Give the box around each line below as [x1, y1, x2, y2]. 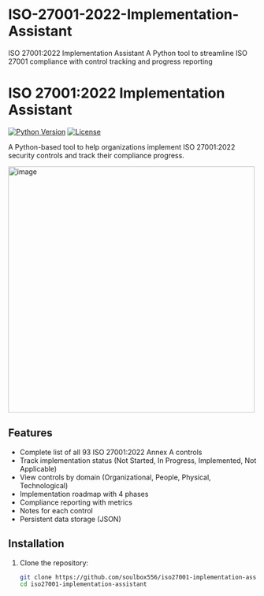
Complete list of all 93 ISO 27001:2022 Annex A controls [19, 447, 203, 457]
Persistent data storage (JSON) [19, 514, 122, 524]
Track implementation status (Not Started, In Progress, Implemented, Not [19, 455, 257, 465]
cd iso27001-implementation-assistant [19, 580, 147, 588]
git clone [19, 573, 53, 581]
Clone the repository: [19, 557, 89, 568]
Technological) [19, 480, 69, 490]
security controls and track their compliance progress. [8, 150, 185, 160]
